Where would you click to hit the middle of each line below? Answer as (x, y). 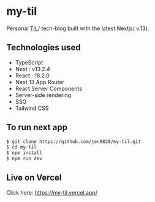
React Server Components (49, 88)
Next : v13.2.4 (33, 69)
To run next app (37, 127)
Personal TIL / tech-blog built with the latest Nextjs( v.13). (78, 28)
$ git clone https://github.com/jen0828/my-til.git (74, 142)
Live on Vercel (34, 178)
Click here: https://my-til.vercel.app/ (52, 192)
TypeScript (29, 62)
